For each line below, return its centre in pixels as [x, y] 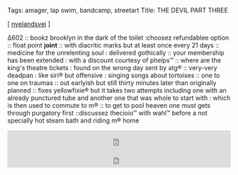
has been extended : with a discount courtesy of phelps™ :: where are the [114, 60]
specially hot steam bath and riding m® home [73, 120]
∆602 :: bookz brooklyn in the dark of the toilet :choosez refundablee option [118, 38]
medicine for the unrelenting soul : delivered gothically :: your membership [116, 53]
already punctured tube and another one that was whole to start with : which [119, 98]
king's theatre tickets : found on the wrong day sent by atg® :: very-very [112, 68]
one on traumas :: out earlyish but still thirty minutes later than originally [112, 83]
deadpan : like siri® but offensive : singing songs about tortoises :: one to [114, 75]
